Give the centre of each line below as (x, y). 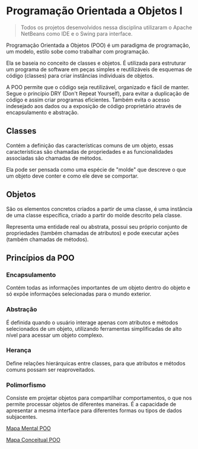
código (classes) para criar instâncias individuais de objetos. (80, 75)
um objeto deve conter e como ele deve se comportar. (72, 176)
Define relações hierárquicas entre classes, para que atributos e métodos (96, 363)
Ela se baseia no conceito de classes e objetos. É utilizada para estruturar (96, 63)
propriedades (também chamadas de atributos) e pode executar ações (92, 233)
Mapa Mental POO (29, 428)
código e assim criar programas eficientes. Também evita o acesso (88, 100)
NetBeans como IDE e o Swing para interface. (76, 33)
